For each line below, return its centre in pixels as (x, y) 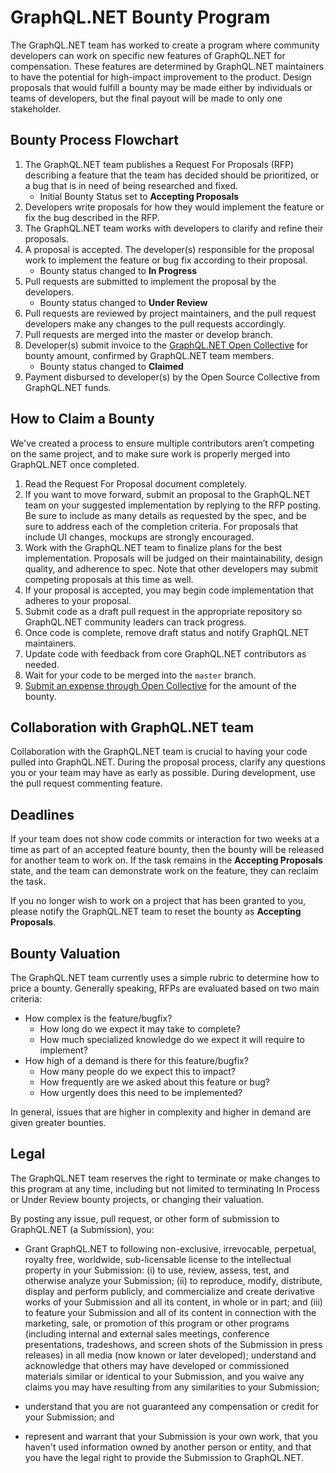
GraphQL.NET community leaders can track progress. (135, 622)
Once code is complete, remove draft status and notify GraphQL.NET (167, 632)
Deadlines (42, 814)
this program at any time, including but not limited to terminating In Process (165, 1188)
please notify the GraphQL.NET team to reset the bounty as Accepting (156, 912)
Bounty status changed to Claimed (111, 366)
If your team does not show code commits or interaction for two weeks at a (165, 839)
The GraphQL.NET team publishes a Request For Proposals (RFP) (159, 164)
